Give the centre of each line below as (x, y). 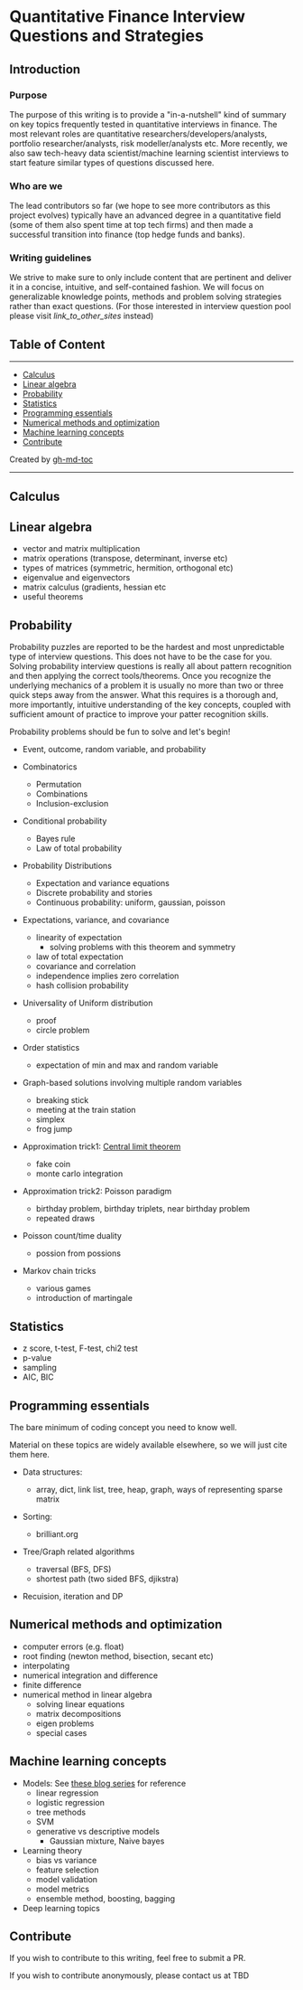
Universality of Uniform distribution (87, 1003)
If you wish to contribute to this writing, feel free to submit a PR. (128, 1958)
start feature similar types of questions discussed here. (112, 162)
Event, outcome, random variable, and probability (114, 750)
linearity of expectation (79, 938)
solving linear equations (80, 1704)
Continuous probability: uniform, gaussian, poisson (130, 902)
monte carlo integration (79, 1174)
